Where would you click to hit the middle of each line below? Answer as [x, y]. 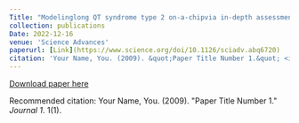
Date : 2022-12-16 [41, 34]
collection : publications [57, 26]
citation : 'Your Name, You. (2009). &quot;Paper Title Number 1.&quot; [145, 58]
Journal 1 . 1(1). [36, 110]
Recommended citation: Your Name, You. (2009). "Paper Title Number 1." [143, 101]
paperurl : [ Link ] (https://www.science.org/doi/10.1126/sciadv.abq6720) [145, 50]
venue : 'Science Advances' [59, 42]
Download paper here [49, 84]
